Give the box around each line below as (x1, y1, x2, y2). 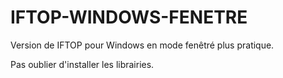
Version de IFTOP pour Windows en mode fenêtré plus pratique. (10, 39, 275, 51)
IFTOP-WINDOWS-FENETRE (10, 6, 248, 29)
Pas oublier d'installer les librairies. (10, 58, 155, 70)
